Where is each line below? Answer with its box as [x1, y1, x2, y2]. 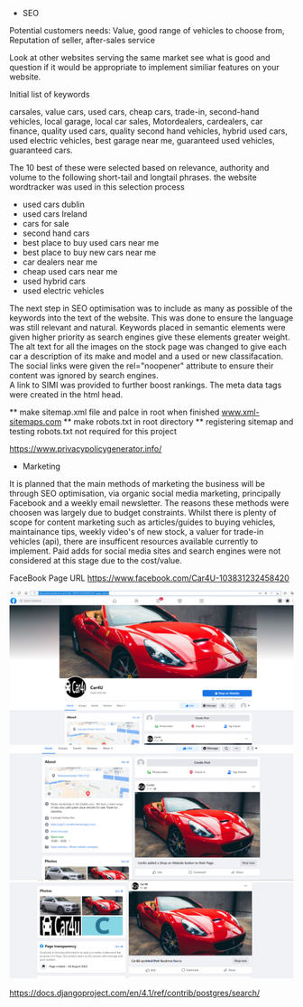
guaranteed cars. [9, 145, 74, 155]
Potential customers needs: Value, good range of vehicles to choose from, [9, 25, 285, 35]
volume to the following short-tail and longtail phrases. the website [9, 172, 257, 182]
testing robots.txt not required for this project [9, 426, 178, 436]
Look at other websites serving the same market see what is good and [9, 52, 271, 62]
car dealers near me [22, 256, 97, 267]
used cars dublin [22, 199, 86, 210]
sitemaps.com [9, 416, 62, 427]
